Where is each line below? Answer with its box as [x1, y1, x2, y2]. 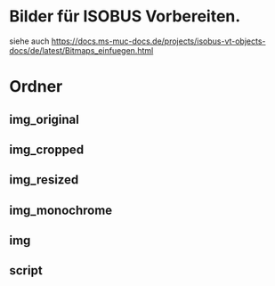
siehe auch [9, 36, 50, 46]
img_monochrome [9, 202, 113, 217]
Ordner [9, 77, 63, 97]
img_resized [9, 172, 79, 188]
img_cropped [9, 142, 85, 157]
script [9, 263, 43, 278]
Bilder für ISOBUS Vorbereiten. [9, 6, 241, 27]
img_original [9, 111, 80, 127]
